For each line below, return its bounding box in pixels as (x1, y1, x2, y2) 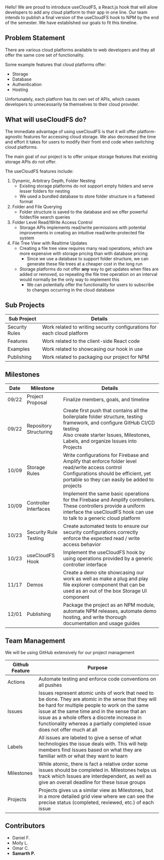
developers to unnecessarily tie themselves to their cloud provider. (5, 101, 139, 107)
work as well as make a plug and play (63, 575, 149, 582)
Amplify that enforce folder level (63, 458, 137, 465)
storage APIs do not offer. (5, 158, 57, 164)
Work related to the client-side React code (42, 338, 140, 344)
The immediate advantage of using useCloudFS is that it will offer (5, 128, 137, 134)
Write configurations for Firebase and (63, 452, 149, 459)
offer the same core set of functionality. (5, 52, 85, 58)
